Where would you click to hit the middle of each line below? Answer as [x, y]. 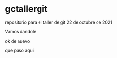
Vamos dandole [21, 31]
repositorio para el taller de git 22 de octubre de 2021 [58, 22]
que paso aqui [19, 50]
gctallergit [26, 9]
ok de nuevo [18, 41]
